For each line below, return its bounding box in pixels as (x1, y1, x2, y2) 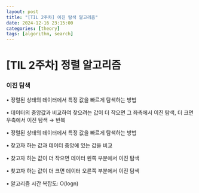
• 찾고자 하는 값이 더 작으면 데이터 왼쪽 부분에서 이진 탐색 (6, 154, 140, 161)
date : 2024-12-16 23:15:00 (6, 20, 74, 26)
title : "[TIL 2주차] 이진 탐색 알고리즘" (6, 14, 99, 20)
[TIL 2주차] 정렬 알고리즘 (6, 59, 121, 72)
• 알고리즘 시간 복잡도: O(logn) (6, 180, 79, 187)
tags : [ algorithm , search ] (6, 31, 74, 37)
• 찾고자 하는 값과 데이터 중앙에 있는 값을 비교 (6, 142, 113, 149)
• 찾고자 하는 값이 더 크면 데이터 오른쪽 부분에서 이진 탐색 (6, 167, 140, 174)
